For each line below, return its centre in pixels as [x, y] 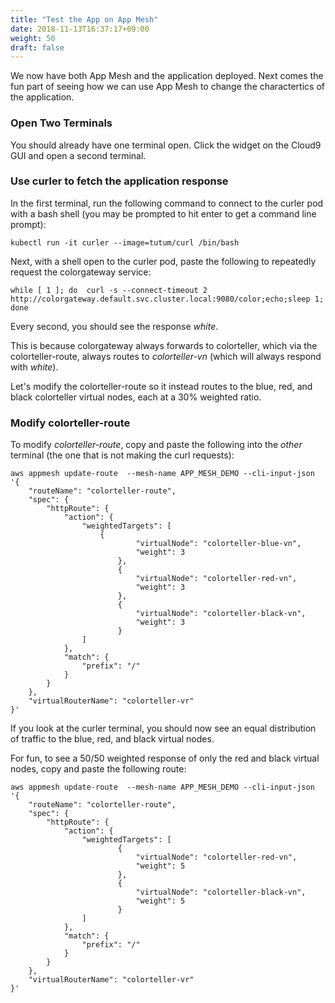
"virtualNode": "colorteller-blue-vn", [218, 544]
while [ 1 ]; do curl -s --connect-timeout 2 [109, 290]
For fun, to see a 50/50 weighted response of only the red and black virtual [165, 758]
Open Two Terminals [61, 123]
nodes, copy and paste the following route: [98, 769]
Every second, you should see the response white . [114, 326]
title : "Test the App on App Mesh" [84, 19]
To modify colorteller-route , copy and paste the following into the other [156, 445]
